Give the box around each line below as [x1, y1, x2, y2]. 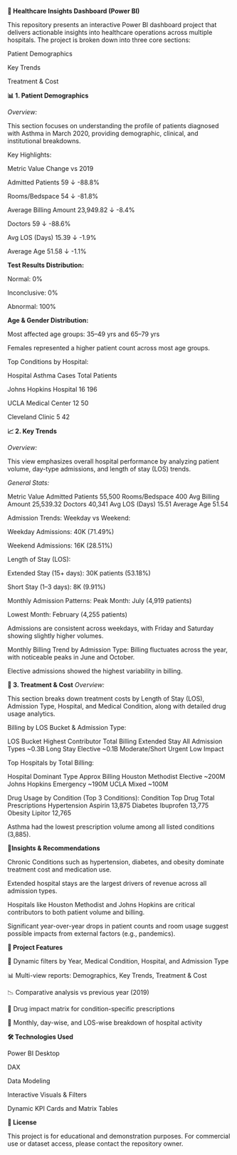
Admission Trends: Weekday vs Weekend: [7, 513, 131, 522]
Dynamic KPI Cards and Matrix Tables [7, 1104, 119, 1112]
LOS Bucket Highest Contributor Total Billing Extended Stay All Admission [7, 737, 223, 746]
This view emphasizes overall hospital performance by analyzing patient [7, 457, 219, 466]
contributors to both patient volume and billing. [7, 908, 145, 916]
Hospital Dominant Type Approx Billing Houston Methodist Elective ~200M [7, 773, 226, 780]
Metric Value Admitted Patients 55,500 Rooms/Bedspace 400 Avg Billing [7, 492, 220, 501]
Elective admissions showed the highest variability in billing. [7, 667, 183, 675]
